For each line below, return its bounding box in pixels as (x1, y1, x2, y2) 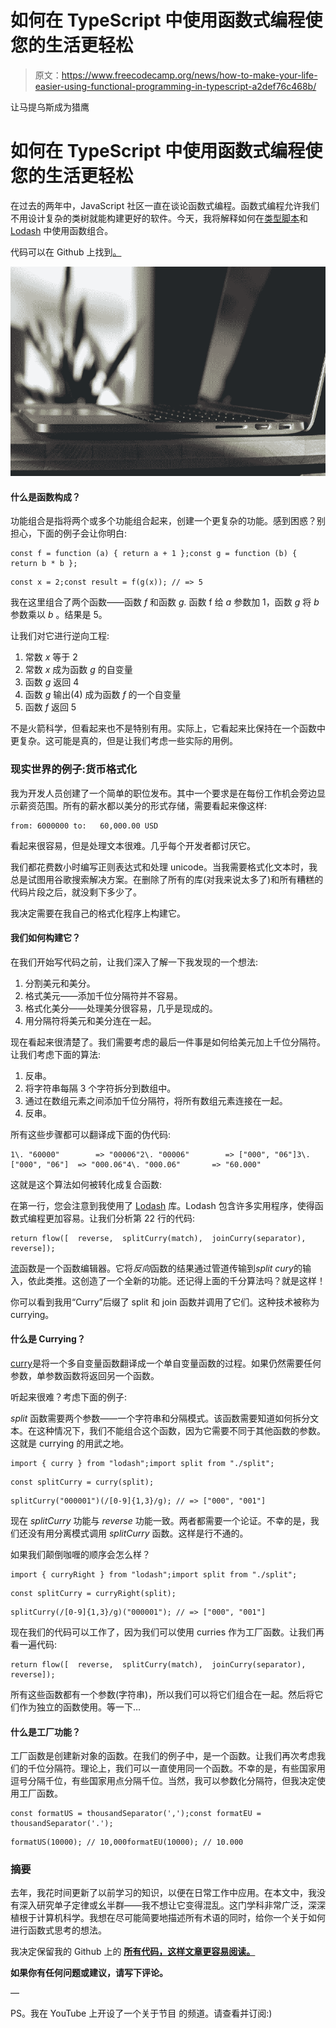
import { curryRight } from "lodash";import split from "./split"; (10, 1569, 298, 1580)
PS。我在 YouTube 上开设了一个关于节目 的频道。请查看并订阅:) (10, 2007, 273, 2020)
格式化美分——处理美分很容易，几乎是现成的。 (24, 1002, 218, 1014)
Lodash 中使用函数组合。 (10, 224, 114, 236)
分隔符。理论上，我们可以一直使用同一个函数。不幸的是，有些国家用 (44, 1762, 326, 1775)
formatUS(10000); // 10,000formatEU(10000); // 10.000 (10, 1837, 244, 1848)
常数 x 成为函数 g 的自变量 (24, 664, 133, 676)
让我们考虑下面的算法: (10, 1048, 102, 1060)
